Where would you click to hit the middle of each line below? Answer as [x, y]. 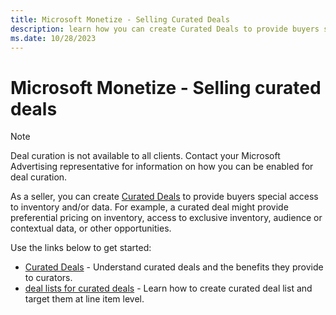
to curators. [48, 278]
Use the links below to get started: [81, 248]
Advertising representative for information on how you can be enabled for [162, 167]
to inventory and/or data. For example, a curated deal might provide [149, 207]
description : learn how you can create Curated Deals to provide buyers [165, 29]
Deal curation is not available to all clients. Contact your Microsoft [145, 156]
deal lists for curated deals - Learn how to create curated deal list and [168, 288]
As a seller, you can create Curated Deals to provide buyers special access [164, 197]
